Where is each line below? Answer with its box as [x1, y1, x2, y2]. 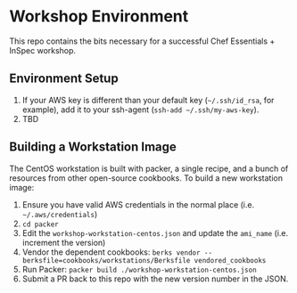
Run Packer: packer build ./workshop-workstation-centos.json [21, 264, 257, 274]
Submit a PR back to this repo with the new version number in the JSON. [21, 273, 289, 284]
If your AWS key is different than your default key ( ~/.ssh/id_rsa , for [21, 94, 275, 105]
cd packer [21, 220, 60, 229]
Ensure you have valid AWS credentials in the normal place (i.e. [21, 199, 255, 210]
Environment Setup [9, 71, 119, 86]
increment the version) [21, 237, 106, 248]
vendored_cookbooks [194, 256, 267, 265]
